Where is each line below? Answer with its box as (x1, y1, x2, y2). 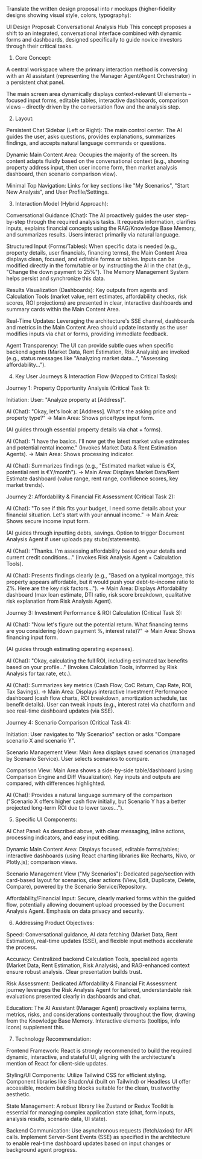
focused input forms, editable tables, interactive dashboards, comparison (6, 97, 189, 104)
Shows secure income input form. (6, 518, 90, 524)
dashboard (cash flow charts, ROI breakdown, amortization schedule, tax (6, 694, 188, 702)
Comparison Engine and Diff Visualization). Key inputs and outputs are (6, 773, 181, 780)
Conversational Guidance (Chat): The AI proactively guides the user (6, 212, 174, 219)
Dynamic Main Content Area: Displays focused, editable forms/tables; (6, 846, 180, 853)
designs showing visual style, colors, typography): (6, 11, 131, 19)
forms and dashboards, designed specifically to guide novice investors (6, 36, 183, 43)
